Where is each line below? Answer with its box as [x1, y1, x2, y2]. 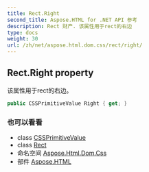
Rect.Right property [7, 67, 94, 79]
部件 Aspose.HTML [16, 157, 72, 165]
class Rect [16, 140, 47, 149]
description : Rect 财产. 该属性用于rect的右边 [7, 23, 133, 29]
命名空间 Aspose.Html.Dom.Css [16, 149, 107, 157]
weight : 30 [7, 36, 38, 42]
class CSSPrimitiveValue [16, 133, 87, 141]
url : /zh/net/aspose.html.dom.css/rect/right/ [7, 42, 143, 49]
